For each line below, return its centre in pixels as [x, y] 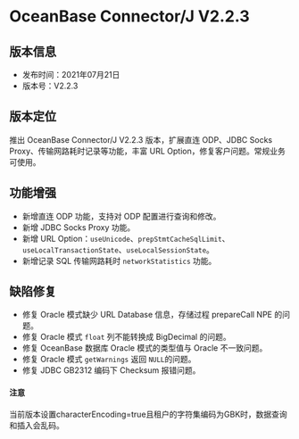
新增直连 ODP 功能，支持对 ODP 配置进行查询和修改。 [121, 216]
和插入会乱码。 [37, 425]
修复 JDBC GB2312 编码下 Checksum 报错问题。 [111, 370]
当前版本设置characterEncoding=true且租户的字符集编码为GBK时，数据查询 [148, 414]
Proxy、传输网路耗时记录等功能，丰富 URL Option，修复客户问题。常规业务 [147, 151]
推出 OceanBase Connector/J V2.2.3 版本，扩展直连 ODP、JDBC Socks [141, 139]
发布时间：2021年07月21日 [71, 75]
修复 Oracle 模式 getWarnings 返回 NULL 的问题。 [109, 360]
